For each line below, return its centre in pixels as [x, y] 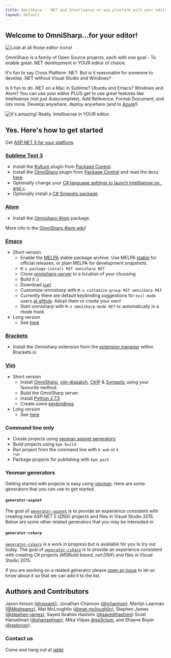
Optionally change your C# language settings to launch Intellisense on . [87, 183]
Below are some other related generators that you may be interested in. [80, 522]
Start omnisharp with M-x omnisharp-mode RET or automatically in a [90, 307]
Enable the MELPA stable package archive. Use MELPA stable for [88, 258]
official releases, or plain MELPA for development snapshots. [84, 263]
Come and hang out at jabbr [35, 649]
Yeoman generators [30, 473]
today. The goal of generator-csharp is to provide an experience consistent [84, 549]
